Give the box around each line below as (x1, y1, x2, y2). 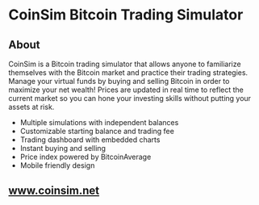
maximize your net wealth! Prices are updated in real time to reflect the (8, 85, 244, 94)
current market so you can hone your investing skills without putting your (8, 94, 252, 102)
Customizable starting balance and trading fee (19, 127, 175, 136)
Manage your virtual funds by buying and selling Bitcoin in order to (8, 77, 230, 86)
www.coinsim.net (8, 184, 99, 198)
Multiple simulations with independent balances (19, 118, 179, 127)
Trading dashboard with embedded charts (19, 135, 161, 144)
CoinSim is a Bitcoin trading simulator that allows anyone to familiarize (8, 59, 241, 69)
